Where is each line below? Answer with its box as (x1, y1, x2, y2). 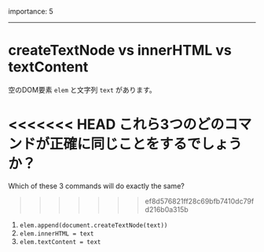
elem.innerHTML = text (19, 229, 94, 238)
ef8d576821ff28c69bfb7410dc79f (145, 196, 255, 206)
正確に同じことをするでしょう (49, 135, 243, 153)
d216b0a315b (145, 204, 189, 214)
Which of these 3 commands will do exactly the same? (8, 181, 185, 191)
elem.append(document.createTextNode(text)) (19, 221, 168, 229)
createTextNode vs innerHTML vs (8, 42, 232, 60)
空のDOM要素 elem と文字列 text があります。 (8, 85, 157, 94)
